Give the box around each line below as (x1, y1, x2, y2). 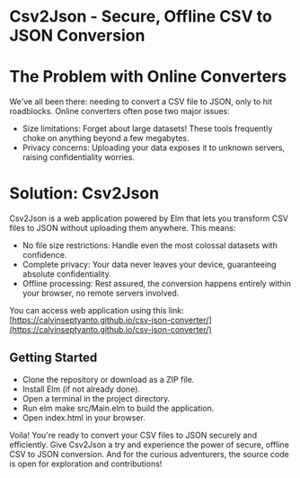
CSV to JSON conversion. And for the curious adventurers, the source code (9, 448, 289, 459)
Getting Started (9, 350, 98, 366)
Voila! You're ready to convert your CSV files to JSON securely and (9, 429, 258, 440)
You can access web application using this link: (9, 305, 184, 316)
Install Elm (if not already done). (22, 384, 141, 394)
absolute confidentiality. (22, 269, 112, 279)
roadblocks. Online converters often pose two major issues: (9, 106, 231, 117)
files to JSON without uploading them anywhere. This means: (9, 223, 236, 234)
